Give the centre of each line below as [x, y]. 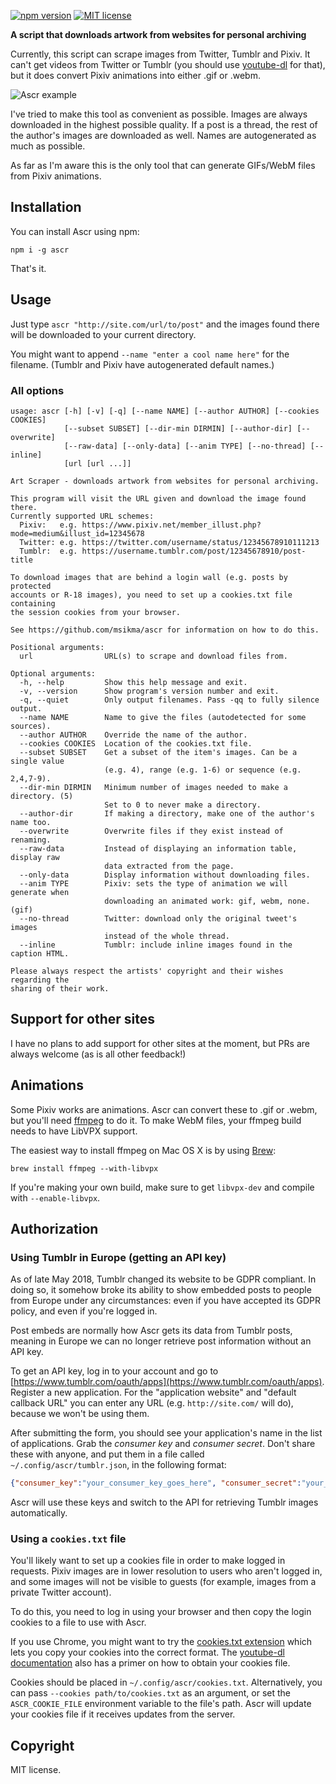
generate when [40, 892]
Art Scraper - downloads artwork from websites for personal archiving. [165, 481]
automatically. [39, 1513]
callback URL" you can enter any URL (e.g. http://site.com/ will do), [152, 1403]
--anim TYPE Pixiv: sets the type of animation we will [153, 883]
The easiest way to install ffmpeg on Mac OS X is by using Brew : [143, 1150]
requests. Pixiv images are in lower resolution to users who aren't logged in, [166, 1571]
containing [33, 603]
